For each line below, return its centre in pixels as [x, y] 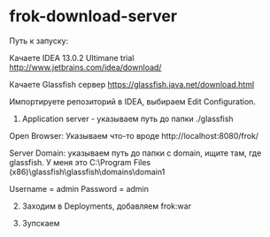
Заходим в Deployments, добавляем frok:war [107, 206]
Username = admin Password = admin [79, 188]
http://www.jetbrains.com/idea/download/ [85, 67]
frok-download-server [93, 16]
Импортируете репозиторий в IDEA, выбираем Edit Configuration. [133, 101]
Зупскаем [41, 223]
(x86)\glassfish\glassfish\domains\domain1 [87, 172]
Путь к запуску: [39, 41]
